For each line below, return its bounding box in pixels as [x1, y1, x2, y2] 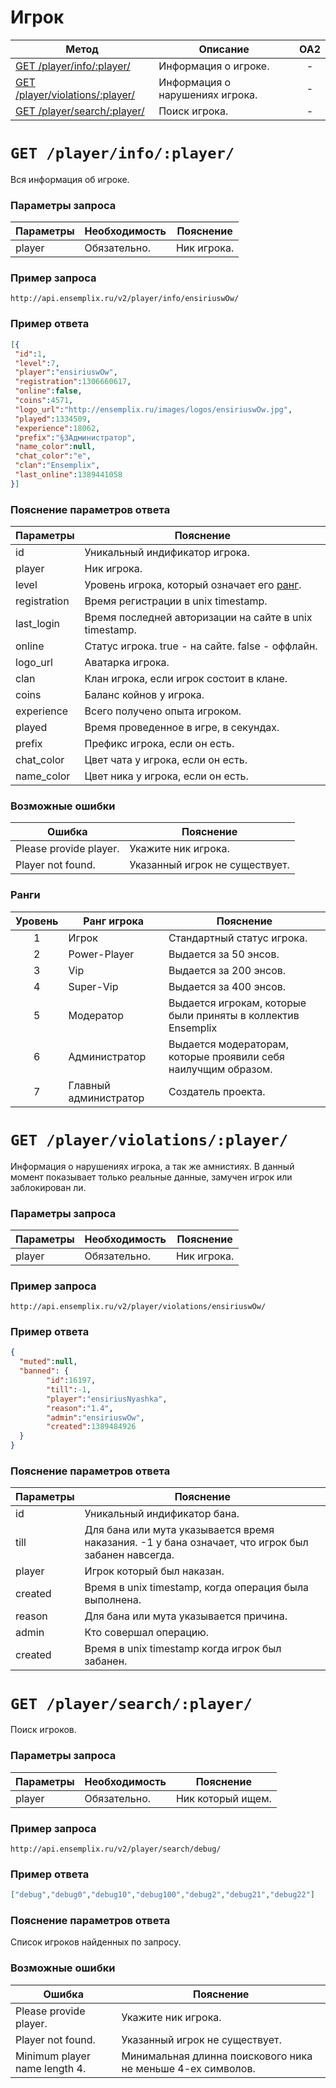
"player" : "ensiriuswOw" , [14, 367, 118, 378]
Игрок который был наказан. [84, 1564, 225, 1578]
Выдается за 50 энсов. [168, 947, 280, 961]
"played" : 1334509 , [14, 414, 92, 424]
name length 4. [15, 2061, 87, 2075]
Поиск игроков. [10, 1724, 77, 1736]
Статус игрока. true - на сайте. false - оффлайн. [84, 639, 318, 653]
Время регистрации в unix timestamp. [84, 594, 268, 608]
